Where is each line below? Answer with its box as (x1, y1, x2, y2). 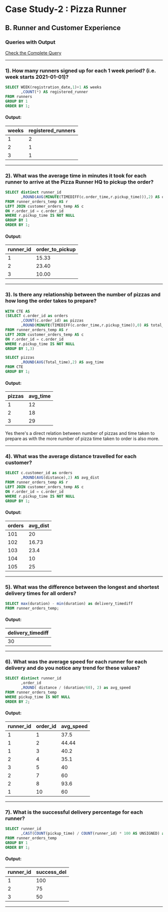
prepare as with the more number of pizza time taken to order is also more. (5, 435, 159, 442)
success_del (35, 868, 66, 875)
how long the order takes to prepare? (5, 297, 97, 305)
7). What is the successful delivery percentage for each (5, 809, 143, 816)
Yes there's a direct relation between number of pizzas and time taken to (5, 430, 155, 436)
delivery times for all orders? (5, 589, 76, 596)
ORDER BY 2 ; (5, 699, 30, 704)
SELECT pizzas (5, 355, 35, 360)
